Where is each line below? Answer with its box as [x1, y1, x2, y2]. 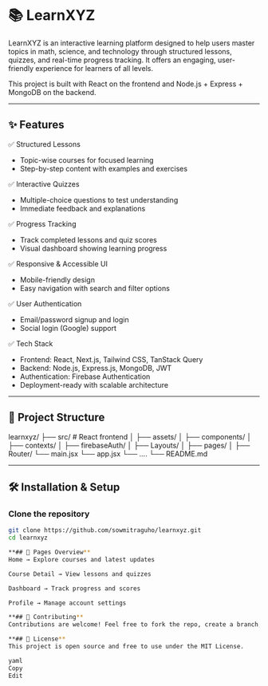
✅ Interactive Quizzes [8, 179, 80, 188]
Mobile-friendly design [19, 274, 96, 284]
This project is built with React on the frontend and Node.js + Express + [8, 79, 243, 89]
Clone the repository [8, 508, 90, 519]
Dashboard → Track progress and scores [8, 584, 141, 593]
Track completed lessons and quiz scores [19, 235, 157, 244]
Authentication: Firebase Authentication [19, 372, 151, 381]
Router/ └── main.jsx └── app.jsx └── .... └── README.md [8, 448, 208, 459]
